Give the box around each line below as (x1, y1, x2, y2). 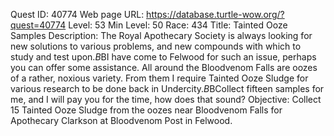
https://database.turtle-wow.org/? (146, 9, 285, 20)
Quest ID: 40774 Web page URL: (10, 9, 145, 20)
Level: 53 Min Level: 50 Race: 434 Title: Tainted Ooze (68, 19, 288, 31)
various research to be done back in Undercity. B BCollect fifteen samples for (10, 83, 325, 94)
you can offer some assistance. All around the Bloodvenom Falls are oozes (10, 62, 318, 73)
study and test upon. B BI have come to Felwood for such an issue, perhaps (10, 51, 317, 63)
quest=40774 (10, 19, 67, 31)
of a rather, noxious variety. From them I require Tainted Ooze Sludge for (10, 72, 309, 84)
